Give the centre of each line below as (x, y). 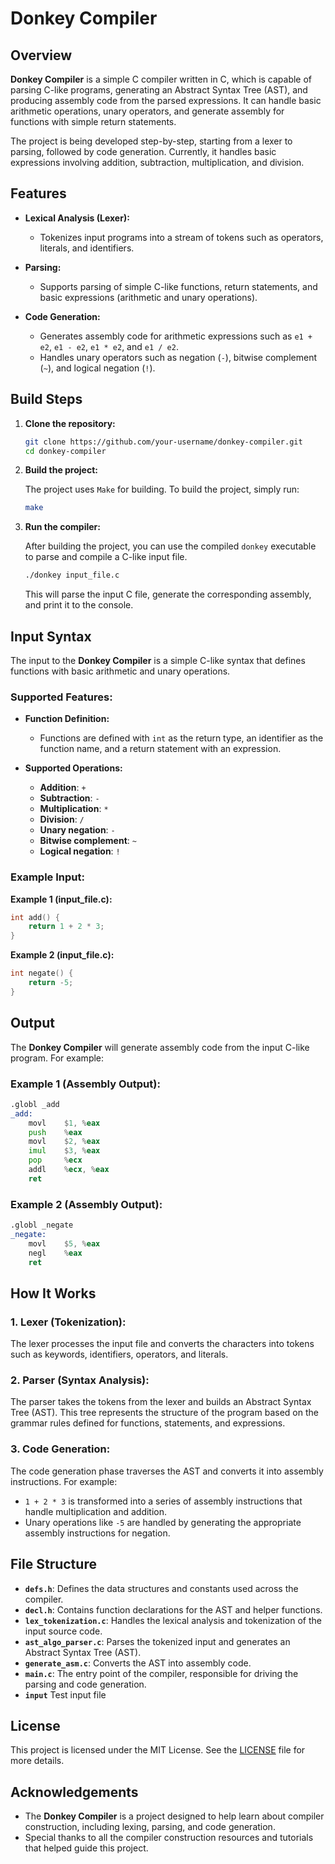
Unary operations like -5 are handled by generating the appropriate (163, 1522)
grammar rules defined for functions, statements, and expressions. (148, 1423)
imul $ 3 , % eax (64, 1151)
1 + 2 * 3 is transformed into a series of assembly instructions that (163, 1501)
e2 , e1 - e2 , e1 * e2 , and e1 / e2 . (109, 346)
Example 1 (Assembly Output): (85, 1084)
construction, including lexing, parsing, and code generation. (150, 1827)
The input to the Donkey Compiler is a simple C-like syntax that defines (158, 660)
